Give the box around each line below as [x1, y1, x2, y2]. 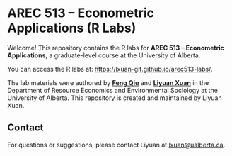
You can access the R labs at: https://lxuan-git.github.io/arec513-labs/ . [7, 65, 213, 73]
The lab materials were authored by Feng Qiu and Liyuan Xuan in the [7, 78, 209, 87]
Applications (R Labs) [7, 20, 137, 36]
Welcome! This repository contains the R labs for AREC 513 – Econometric [7, 43, 225, 52]
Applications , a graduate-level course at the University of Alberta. [7, 51, 201, 60]
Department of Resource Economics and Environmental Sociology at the [7, 86, 218, 94]
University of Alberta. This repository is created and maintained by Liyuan [7, 94, 222, 102]
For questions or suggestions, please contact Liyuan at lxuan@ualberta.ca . [7, 140, 226, 149]
